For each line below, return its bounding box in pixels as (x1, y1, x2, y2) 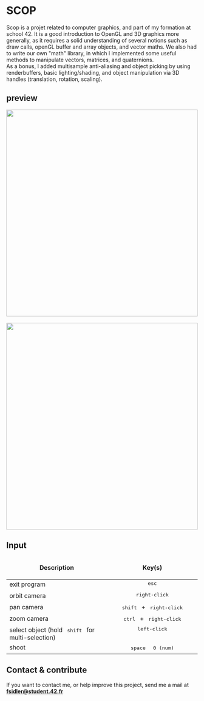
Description (39, 564, 74, 572)
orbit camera (9, 591, 46, 599)
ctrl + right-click (123, 614, 182, 623)
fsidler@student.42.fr (6, 688, 64, 695)
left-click (137, 626, 168, 632)
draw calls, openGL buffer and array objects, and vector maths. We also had (6, 43, 197, 50)
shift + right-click (121, 603, 183, 611)
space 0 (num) (130, 644, 174, 651)
